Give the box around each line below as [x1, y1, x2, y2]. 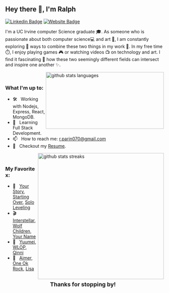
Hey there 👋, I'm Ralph [5, 5, 76, 14]
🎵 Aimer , [12, 255, 33, 261]
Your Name [12, 233, 36, 240]
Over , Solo [12, 199, 34, 205]
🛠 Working [12, 96, 39, 102]
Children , [12, 228, 32, 235]
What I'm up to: [5, 84, 44, 91]
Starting [12, 194, 29, 200]
